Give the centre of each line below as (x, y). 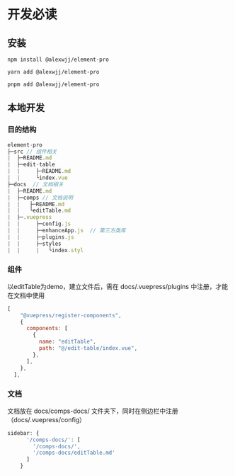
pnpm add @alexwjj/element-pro (53, 84)
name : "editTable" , (68, 342)
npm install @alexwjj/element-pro (58, 59)
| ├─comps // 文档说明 (40, 198)
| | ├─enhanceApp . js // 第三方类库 (67, 231)
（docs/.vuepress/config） (47, 419)
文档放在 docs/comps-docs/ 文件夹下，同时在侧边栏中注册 (93, 411)
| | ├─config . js (39, 224)
